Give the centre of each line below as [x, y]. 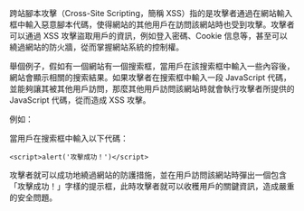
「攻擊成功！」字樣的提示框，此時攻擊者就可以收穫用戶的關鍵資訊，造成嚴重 [152, 186]
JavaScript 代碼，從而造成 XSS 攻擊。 [80, 100]
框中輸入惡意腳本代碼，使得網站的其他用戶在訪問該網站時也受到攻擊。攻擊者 [152, 24]
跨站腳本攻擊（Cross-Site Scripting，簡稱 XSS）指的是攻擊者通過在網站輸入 [151, 13]
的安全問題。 [33, 197]
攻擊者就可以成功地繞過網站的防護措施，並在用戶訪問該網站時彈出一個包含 [148, 175]
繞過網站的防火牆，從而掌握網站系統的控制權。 [96, 47]
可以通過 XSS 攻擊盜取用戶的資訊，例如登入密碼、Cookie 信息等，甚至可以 [148, 36]
